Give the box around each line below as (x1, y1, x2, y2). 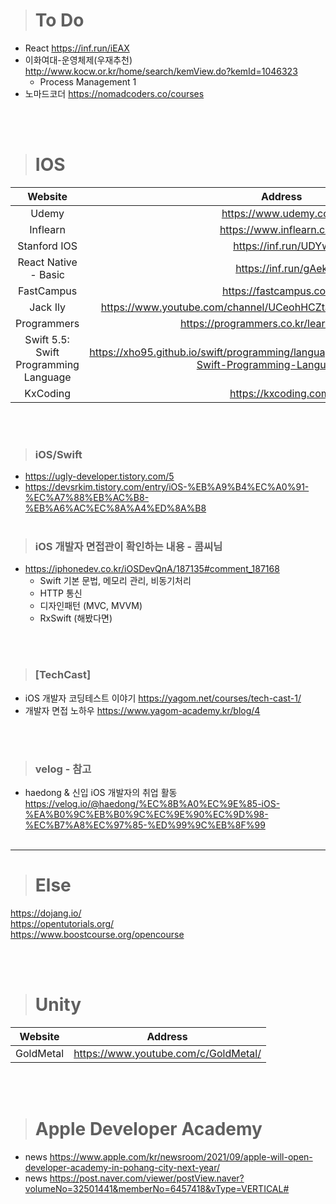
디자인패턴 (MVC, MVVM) (39, 600, 143, 612)
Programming (15, 357, 80, 371)
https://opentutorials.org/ (10, 918, 115, 929)
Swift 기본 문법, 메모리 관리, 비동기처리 (39, 575, 192, 587)
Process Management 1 (39, 75, 137, 88)
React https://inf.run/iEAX (24, 42, 130, 54)
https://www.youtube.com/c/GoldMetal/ (73, 1046, 262, 1060)
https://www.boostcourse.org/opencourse (10, 929, 185, 940)
